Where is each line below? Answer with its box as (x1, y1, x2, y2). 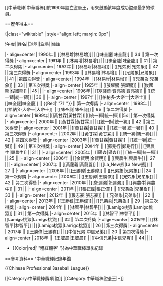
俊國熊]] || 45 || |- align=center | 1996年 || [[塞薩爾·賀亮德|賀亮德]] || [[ (10, 88, 151, 94)
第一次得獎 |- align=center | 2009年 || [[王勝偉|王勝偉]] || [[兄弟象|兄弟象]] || (5, 174, 157, 179)
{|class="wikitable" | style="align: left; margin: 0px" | (5, 31, 111, 37)
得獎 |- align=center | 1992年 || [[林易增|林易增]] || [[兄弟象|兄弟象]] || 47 (13, 64, 158, 69)
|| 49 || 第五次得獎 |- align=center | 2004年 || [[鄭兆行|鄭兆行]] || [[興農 (14, 143, 155, 149)
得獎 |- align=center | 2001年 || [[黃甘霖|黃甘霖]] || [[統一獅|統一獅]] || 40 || (9, 125, 159, 131)
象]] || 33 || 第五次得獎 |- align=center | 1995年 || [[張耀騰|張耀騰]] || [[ (5, 82, 145, 88)
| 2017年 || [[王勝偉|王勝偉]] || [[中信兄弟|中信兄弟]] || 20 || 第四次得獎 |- (5, 229, 148, 234)
